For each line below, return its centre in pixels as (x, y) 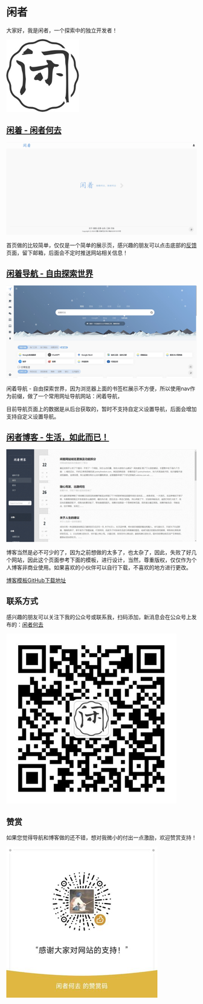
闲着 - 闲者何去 (34, 130)
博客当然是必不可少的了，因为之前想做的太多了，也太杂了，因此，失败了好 (99, 552)
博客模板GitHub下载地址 (36, 580)
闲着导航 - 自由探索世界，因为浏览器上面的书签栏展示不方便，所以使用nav (98, 389)
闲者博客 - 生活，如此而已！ (58, 437)
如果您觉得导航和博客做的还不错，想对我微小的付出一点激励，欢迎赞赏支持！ (101, 838)
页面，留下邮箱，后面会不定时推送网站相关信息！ (67, 252)
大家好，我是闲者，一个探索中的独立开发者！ (62, 30)
